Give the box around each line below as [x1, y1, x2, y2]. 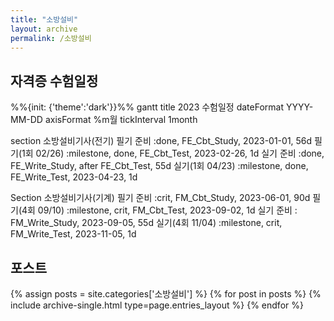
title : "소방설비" [10, 14, 79, 25]
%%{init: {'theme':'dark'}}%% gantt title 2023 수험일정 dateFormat [10, 101, 285, 113]
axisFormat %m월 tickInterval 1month [44, 114, 198, 126]
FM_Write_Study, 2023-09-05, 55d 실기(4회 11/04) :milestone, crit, [10, 217, 283, 229]
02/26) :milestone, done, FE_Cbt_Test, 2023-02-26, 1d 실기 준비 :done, [35, 147, 325, 160]
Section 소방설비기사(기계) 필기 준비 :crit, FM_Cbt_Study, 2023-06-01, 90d [10, 192, 311, 204]
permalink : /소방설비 [10, 33, 92, 43]
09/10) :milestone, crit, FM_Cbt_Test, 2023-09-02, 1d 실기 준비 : [37, 204, 298, 216]
